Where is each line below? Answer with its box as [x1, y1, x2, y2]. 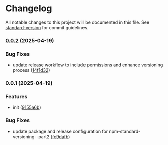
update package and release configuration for [12, 128, 108, 134]
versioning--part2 [12, 133, 50, 140]
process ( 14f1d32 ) [12, 67, 50, 73]
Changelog [5, 3, 52, 14]
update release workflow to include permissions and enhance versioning [12, 62, 163, 68]
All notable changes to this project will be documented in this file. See [5, 19, 150, 25]
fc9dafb [52, 133, 69, 140]
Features [5, 93, 28, 100]
